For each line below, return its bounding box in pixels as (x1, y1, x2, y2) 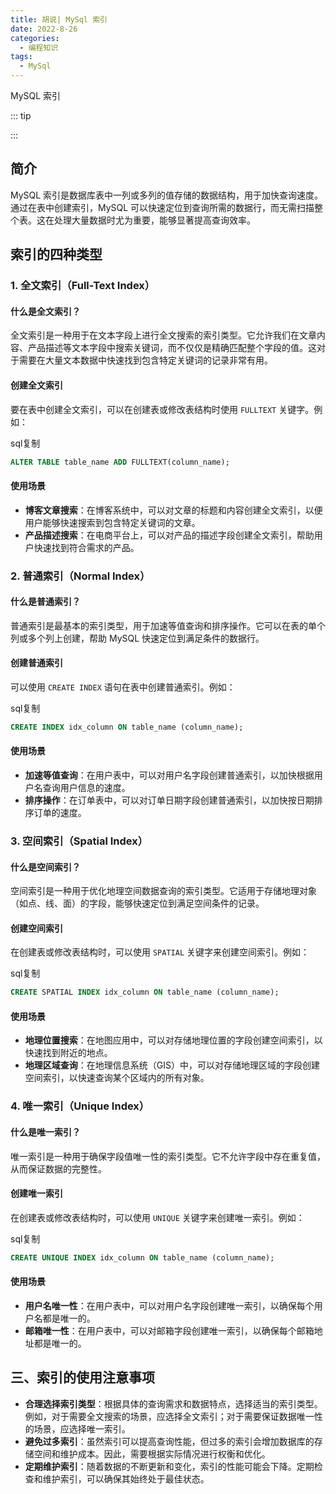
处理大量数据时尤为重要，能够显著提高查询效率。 (53, 214, 256, 226)
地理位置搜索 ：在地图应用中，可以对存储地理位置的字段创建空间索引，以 (24, 1034, 323, 1046)
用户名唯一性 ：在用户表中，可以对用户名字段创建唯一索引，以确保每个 (24, 1299, 315, 1311)
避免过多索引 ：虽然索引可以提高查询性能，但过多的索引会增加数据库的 (24, 1435, 315, 1447)
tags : (10, 52, 33, 62)
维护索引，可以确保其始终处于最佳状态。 (42, 1472, 210, 1485)
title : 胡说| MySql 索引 (10, 14, 108, 25)
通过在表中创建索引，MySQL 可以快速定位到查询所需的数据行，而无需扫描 (10, 201, 315, 213)
